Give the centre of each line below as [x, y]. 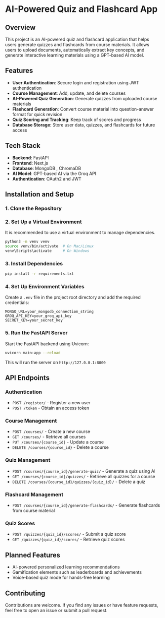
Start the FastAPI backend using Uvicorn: [47, 344]
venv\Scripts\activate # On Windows [47, 251]
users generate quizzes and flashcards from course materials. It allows [77, 45]
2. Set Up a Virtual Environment [44, 222]
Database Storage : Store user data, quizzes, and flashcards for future [83, 124]
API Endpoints [27, 378]
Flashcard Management [34, 494]
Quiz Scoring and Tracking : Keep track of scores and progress [77, 120]
